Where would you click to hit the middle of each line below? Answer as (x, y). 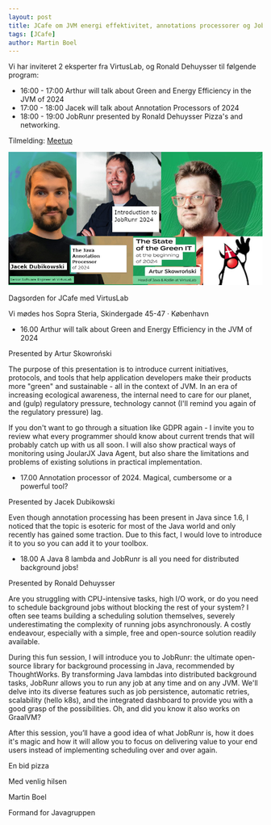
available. (24, 641)
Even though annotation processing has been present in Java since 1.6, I (128, 517)
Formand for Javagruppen (52, 812)
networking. (40, 125)
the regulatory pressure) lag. (56, 412)
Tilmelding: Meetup (40, 140)
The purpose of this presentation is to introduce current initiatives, (118, 369)
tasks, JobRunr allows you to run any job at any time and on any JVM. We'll (133, 683)
